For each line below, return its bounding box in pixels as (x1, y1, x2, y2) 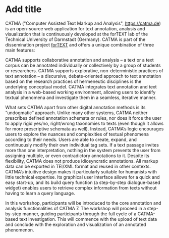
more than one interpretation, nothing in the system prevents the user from (5, 147, 161, 153)
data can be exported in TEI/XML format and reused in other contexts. (5, 163, 151, 169)
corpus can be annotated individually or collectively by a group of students (5, 62, 161, 68)
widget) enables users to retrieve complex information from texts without (5, 184, 157, 191)
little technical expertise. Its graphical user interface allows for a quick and (5, 174, 160, 180)
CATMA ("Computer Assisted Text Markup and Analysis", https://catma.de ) (5, 20, 161, 26)
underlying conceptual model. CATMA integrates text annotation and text (5, 83, 157, 89)
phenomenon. (5, 226, 34, 233)
